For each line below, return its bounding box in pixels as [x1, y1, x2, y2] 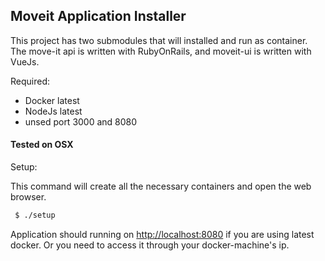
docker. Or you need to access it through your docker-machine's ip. [10, 239, 290, 251]
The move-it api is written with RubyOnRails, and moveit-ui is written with [10, 45, 312, 57]
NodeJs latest [24, 105, 83, 117]
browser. [10, 191, 47, 203]
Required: [10, 75, 51, 87]
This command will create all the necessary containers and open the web [10, 180, 312, 193]
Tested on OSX [10, 139, 74, 151]
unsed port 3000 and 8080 [24, 115, 138, 128]
